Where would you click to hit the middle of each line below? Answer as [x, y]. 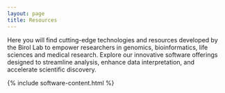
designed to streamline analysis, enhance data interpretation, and [101, 62]
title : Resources [32, 20]
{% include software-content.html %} [61, 83]
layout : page [26, 14]
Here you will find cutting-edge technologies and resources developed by [113, 40]
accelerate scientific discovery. [52, 69]
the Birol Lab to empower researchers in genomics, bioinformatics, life [108, 47]
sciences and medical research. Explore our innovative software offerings [112, 54]
